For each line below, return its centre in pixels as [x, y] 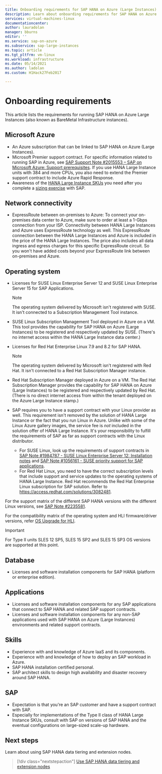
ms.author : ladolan [25, 69]
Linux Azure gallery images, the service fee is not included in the [76, 426]
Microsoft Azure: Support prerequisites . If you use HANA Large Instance [84, 167]
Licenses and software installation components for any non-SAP [76, 614]
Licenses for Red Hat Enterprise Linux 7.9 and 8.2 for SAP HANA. [77, 347]
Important [15, 531]
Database [20, 560]
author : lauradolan [25, 28]
